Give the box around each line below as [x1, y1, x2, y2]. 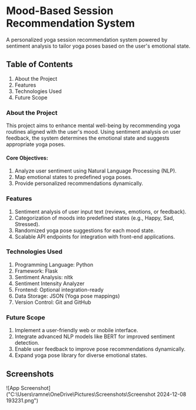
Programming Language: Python [14, 261, 94, 268]
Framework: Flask [14, 267, 58, 275]
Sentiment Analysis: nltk [14, 273, 74, 280]
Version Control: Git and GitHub [14, 299, 91, 306]
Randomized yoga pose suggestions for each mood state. [14, 227, 155, 234]
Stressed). [14, 220, 40, 227]
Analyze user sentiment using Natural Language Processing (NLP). [14, 167, 177, 174]
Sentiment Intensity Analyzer [14, 280, 85, 287]
